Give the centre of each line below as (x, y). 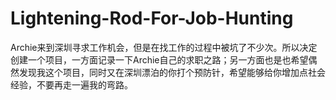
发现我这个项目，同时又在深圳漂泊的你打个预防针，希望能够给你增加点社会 (172, 72)
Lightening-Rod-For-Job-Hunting (152, 18)
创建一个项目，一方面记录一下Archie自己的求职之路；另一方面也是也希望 (159, 59)
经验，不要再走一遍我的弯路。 (71, 84)
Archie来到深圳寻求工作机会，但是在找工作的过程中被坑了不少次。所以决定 (164, 47)
